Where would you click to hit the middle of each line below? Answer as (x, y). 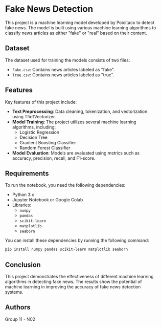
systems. (14, 292)
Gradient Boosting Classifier (48, 142)
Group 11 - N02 (20, 319)
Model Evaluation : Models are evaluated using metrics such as (76, 153)
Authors (18, 307)
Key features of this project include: (41, 102)
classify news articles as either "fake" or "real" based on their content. (76, 33)
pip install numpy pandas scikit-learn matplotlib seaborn (67, 250)
